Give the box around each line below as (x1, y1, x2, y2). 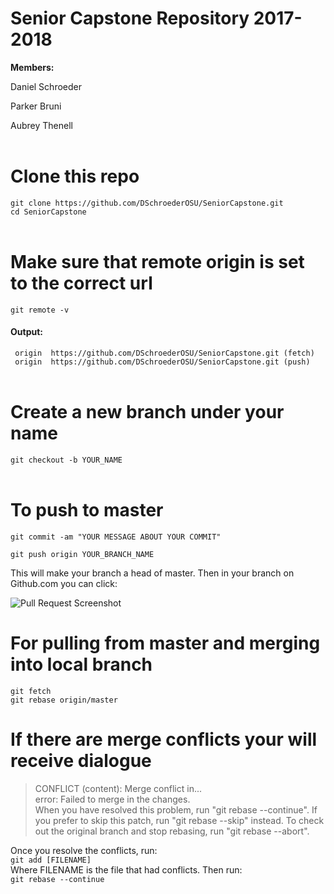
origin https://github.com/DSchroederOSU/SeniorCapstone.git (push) (14, 357, 311, 367)
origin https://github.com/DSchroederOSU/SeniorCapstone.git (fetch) (14, 348, 315, 359)
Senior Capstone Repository (10, 7, 250, 30)
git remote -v (10, 305, 70, 315)
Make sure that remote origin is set (10, 251, 305, 274)
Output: (10, 326, 43, 338)
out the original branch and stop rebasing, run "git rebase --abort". (34, 825, 310, 837)
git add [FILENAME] (10, 855, 92, 865)
